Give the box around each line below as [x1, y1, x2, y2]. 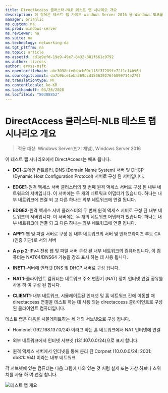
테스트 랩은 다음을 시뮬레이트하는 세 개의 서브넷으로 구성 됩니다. [5, 316, 131, 322]
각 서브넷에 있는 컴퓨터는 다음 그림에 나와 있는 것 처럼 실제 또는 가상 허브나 [5, 365, 152, 371]
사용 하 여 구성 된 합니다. [12, 282, 62, 288]
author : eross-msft [5, 64, 46, 69]
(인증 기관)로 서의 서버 [12, 237, 57, 243]
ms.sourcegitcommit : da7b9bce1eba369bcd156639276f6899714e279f [5, 73, 141, 78]
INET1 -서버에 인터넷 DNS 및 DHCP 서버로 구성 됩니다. [12, 265, 120, 271]
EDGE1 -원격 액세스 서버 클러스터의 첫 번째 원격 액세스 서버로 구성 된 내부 [12, 184, 156, 190]
